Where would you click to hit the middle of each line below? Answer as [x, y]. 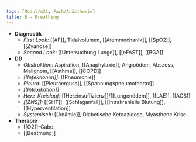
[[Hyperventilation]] [47, 108]
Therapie [26, 120]
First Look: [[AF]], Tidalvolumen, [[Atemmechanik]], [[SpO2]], [97, 40]
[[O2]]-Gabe [38, 127]
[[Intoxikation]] [41, 89]
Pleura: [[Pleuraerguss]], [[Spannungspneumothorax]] [89, 83]
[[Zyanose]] [37, 46]
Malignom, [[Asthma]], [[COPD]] [62, 71]
